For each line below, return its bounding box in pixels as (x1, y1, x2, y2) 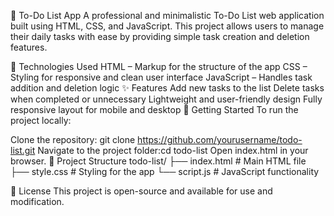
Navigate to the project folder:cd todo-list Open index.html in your (37, 145, 309, 156)
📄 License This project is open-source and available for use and (10, 185, 273, 197)
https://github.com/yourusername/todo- (137, 134, 303, 145)
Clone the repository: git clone (10, 134, 136, 145)
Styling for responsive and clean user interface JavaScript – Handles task (10, 71, 313, 83)
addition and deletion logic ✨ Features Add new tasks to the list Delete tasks (10, 82, 325, 94)
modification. (10, 196, 65, 207)
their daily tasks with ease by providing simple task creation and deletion (10, 31, 310, 42)
